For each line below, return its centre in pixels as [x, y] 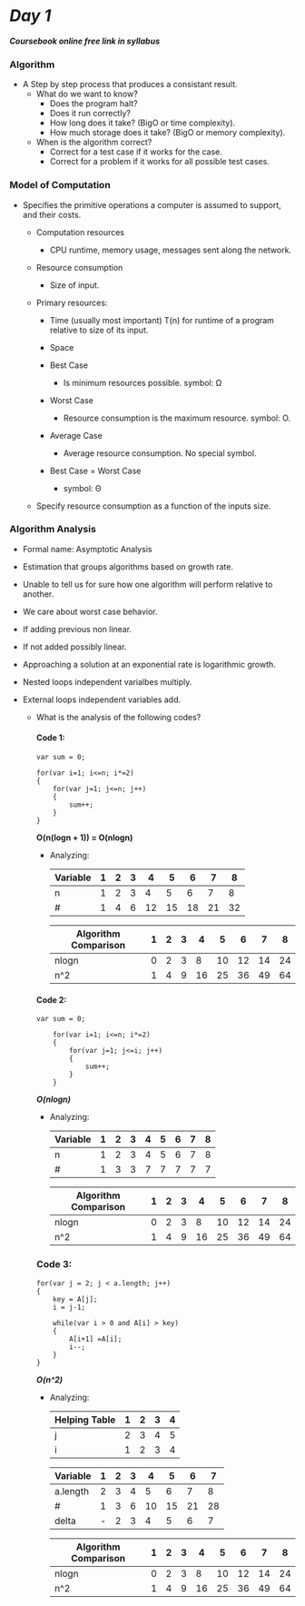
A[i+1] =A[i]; [95, 1339]
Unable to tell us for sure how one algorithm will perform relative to [148, 584]
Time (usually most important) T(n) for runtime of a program [162, 320]
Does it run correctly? [90, 114]
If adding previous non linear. [77, 629]
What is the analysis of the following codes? [118, 717]
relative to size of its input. [99, 330]
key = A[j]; [75, 1299]
